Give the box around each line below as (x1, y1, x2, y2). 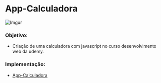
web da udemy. (12, 48, 44, 55)
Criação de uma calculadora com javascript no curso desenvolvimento (12, 43, 157, 49)
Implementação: (5, 61, 46, 68)
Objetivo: (5, 32, 28, 39)
